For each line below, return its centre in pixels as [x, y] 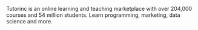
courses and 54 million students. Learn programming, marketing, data [93, 15]
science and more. [29, 21]
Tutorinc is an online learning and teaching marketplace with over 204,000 [99, 9]
